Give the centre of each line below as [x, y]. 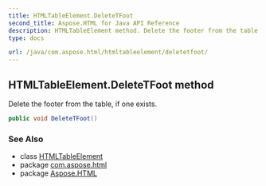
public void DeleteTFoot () [53, 118]
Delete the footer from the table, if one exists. [83, 104]
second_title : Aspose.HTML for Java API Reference [94, 23]
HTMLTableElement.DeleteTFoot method [111, 85]
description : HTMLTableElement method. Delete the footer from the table [133, 30]
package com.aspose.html [63, 165]
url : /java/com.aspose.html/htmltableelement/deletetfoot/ [108, 53]
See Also [26, 139]
